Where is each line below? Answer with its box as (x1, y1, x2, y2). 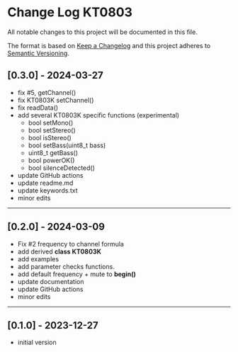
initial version (17, 338, 57, 347)
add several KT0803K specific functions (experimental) (17, 110, 179, 119)
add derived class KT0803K (17, 247, 101, 256)
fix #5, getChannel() (17, 88, 76, 96)
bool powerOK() (28, 156, 75, 164)
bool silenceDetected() (28, 164, 96, 172)
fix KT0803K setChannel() (17, 96, 94, 104)
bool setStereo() (28, 125, 76, 135)
